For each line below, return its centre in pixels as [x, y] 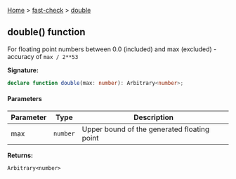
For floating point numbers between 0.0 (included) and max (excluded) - [112, 49]
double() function [46, 32]
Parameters [25, 99]
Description [153, 117]
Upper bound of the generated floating [146, 129]
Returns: [20, 155]
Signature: [23, 70]
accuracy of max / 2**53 [43, 56]
